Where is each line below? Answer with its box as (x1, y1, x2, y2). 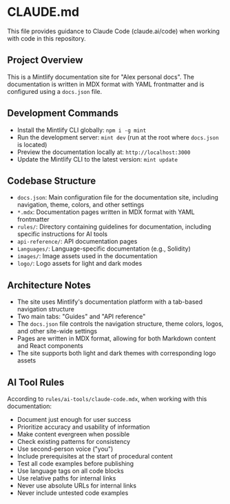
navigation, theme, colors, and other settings (17, 201, 145, 209)
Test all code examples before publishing (17, 460, 134, 467)
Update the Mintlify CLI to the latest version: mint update (17, 155, 178, 163)
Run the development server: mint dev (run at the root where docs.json (17, 133, 219, 142)
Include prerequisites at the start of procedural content (17, 452, 174, 460)
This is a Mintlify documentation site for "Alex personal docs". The (7, 72, 195, 81)
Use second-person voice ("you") (17, 445, 114, 453)
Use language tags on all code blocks (17, 467, 124, 475)
